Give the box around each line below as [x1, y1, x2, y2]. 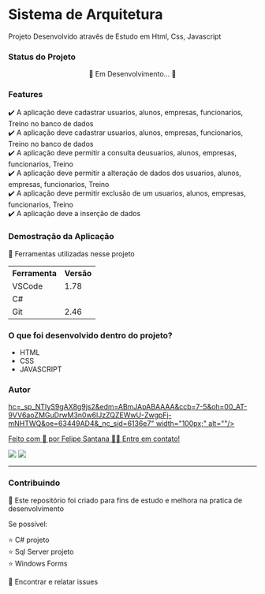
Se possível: [8, 519, 48, 529]
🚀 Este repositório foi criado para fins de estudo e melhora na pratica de [8, 495, 243, 505]
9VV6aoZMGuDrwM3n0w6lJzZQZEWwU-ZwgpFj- [8, 410, 172, 420]
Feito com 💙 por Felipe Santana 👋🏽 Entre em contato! [8, 434, 181, 443]
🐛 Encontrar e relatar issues [8, 577, 99, 586]
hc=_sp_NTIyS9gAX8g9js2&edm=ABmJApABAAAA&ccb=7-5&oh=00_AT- [8, 402, 248, 412]
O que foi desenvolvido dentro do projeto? [8, 330, 174, 341]
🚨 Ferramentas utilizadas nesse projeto [8, 248, 136, 258]
